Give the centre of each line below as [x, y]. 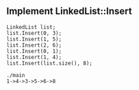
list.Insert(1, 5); [34, 39]
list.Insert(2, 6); [34, 45]
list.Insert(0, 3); [34, 33]
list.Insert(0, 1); [34, 51]
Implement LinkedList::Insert [69, 11]
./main [16, 75]
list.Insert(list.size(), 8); [50, 63]
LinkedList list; [31, 27]
